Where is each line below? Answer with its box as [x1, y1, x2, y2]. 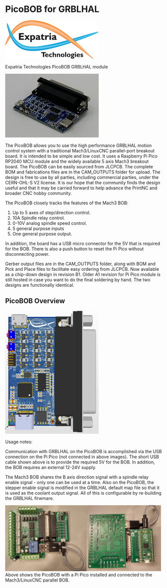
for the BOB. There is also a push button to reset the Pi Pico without [5, 246, 144, 252]
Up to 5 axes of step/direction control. [12, 210, 91, 216]
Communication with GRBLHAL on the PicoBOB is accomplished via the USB [5, 448, 162, 454]
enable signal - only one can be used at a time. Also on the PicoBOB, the [5, 479, 155, 485]
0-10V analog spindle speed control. [12, 220, 87, 226]
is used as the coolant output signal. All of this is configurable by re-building [5, 490, 162, 496]
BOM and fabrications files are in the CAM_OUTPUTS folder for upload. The [5, 169, 161, 175]
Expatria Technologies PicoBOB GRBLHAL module [5, 63, 108, 69]
